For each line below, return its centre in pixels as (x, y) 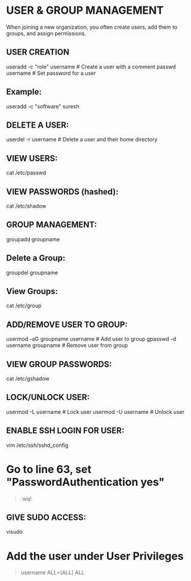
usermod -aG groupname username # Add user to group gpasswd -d (91, 339)
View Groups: (32, 291)
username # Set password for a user (51, 73)
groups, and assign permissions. (46, 33)
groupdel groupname (32, 273)
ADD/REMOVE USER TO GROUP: (67, 324)
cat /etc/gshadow (28, 379)
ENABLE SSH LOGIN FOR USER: (65, 431)
